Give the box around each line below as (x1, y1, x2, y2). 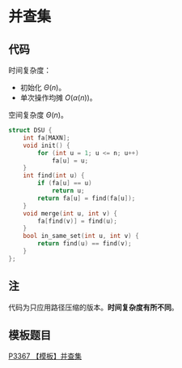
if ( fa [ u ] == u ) (37, 180, 92, 188)
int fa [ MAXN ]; (23, 133, 70, 142)
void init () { (23, 141, 70, 149)
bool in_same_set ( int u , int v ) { (23, 232, 139, 240)
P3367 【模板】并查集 (8, 351, 83, 362)
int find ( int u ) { (23, 171, 85, 180)
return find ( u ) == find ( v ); (37, 240, 132, 248)
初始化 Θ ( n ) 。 (19, 83, 66, 92)
